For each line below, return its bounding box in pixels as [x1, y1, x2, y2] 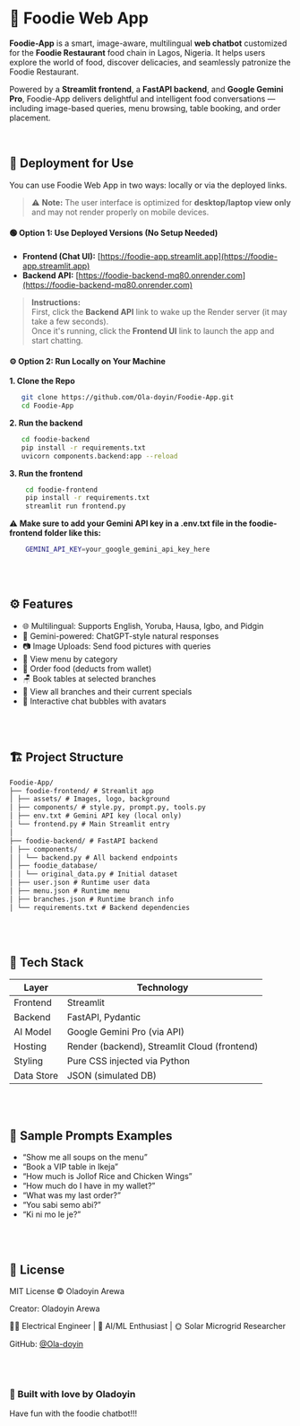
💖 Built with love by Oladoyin [9, 1388, 136, 1401]
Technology [136, 982, 189, 994]
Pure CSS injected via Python [66, 1054, 191, 1067]
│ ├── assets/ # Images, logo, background [9, 794, 170, 804]
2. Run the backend [9, 417, 83, 428]
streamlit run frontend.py [25, 502, 126, 511]
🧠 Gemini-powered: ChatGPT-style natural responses [21, 630, 219, 641]
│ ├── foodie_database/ [9, 862, 99, 870]
